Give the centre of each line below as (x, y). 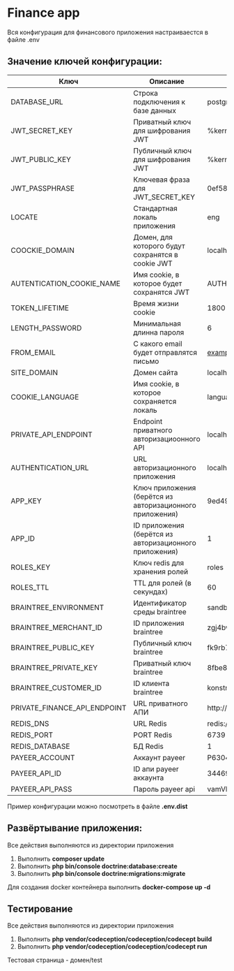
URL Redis (150, 723)
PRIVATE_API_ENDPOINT (52, 435)
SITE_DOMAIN (34, 372)
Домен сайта (156, 372)
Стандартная (155, 208)
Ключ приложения (165, 488)
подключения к (159, 101)
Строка (146, 93)
